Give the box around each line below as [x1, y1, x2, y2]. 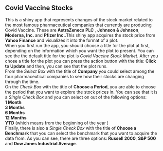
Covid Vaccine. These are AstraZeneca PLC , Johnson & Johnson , [5, 27, 140, 33]
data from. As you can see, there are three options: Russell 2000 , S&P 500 [5, 135, 156, 141]
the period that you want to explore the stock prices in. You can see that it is [5, 89, 158, 95]
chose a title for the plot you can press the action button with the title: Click [5, 58, 156, 64]
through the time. [5, 79, 40, 84]
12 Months [5, 115, 27, 120]
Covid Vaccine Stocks [5, 4, 73, 12]
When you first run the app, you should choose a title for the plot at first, [5, 42, 150, 48]
